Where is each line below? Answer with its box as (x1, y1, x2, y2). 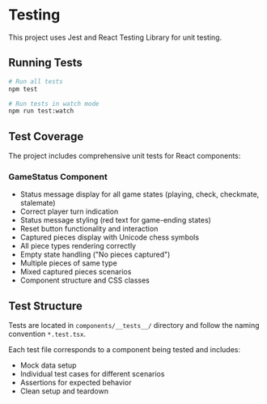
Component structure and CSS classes (19, 275, 150, 285)
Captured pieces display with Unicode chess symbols (19, 232, 200, 242)
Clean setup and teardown (19, 386, 109, 396)
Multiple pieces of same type (19, 258, 117, 268)
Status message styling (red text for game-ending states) (19, 215, 212, 225)
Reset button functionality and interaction (19, 224, 159, 234)
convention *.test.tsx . (8, 330, 87, 339)
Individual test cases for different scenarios (19, 369, 165, 379)
